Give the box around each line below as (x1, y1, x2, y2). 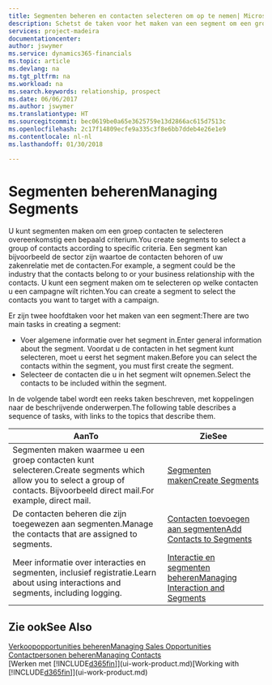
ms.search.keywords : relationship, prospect (8, 87, 161, 96)
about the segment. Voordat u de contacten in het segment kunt (19, 344, 235, 354)
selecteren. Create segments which (12, 464, 146, 476)
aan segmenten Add (167, 523, 242, 535)
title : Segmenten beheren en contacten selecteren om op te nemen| (8, 11, 241, 20)
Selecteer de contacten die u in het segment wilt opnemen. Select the (19, 370, 251, 380)
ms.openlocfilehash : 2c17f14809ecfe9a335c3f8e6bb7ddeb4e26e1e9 (8, 125, 227, 133)
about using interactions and (12, 577, 121, 588)
